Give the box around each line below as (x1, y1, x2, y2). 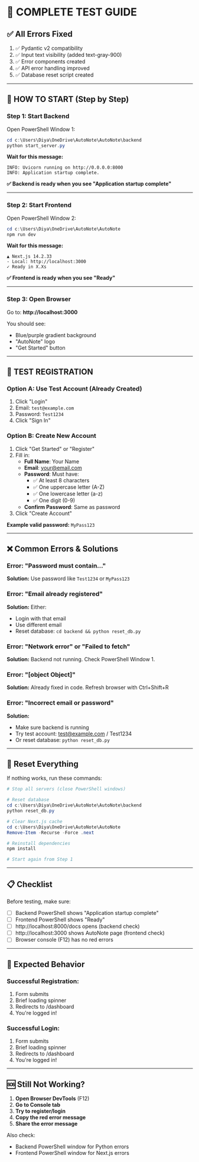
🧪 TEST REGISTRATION (6, 367, 93, 377)
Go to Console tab (15, 1102, 61, 1109)
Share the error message (15, 1120, 78, 1128)
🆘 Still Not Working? (6, 1079, 85, 1089)
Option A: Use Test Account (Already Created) (6, 385, 142, 393)
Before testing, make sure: (6, 898, 71, 905)
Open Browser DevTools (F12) (15, 1095, 90, 1102)
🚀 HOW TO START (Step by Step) (6, 94, 129, 104)
